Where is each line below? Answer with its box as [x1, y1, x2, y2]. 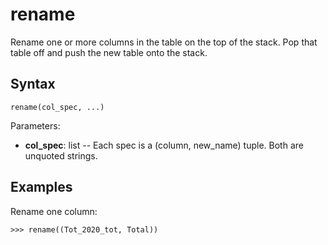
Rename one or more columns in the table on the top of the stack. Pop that [10, 36, 318, 48]
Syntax [10, 76, 56, 93]
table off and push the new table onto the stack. [10, 46, 208, 58]
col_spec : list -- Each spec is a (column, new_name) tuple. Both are [24, 139, 304, 151]
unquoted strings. [24, 149, 98, 162]
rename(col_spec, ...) [10, 102, 105, 112]
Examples [10, 179, 73, 196]
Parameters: [10, 119, 61, 132]
